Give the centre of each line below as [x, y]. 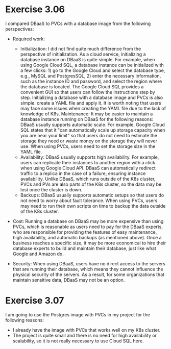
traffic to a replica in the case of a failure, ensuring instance [83, 173]
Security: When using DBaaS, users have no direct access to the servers [89, 263]
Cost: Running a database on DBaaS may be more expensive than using [88, 221]
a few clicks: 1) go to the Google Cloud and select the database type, [93, 70]
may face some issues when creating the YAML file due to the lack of [93, 108]
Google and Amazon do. [38, 254]
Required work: [29, 39]
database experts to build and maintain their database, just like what [84, 248]
